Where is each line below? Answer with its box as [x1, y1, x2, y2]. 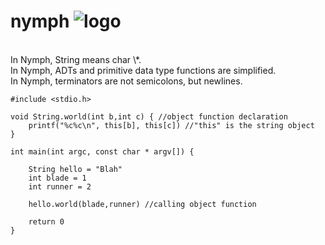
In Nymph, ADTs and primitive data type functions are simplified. [10, 64, 277, 76]
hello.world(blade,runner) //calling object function [28, 199, 257, 209]
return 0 [28, 216, 65, 227]
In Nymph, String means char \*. [10, 53, 142, 65]
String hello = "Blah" [28, 164, 123, 174]
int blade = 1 [28, 173, 87, 183]
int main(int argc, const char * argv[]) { [10, 146, 195, 157]
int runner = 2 [28, 181, 92, 192]
